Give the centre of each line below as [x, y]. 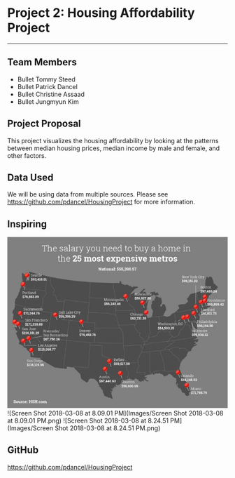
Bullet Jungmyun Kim [48, 101]
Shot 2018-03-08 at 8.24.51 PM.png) [108, 428]
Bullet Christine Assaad [51, 94]
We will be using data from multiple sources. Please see [88, 194]
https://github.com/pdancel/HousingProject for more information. [101, 202]
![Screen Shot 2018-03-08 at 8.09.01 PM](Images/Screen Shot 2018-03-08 [115, 413]
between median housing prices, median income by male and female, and [114, 148]
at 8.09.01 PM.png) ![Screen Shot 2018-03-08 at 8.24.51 [88, 420]
